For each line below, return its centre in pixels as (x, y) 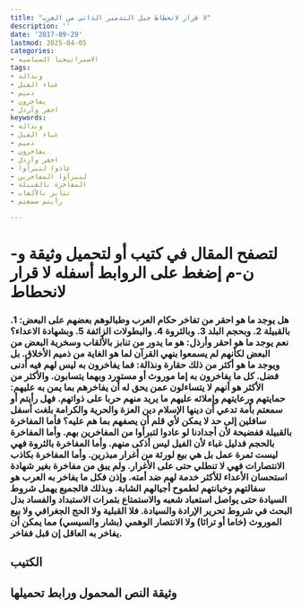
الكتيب (26, 562)
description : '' (40, 26)
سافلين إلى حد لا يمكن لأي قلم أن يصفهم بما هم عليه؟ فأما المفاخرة (138, 420)
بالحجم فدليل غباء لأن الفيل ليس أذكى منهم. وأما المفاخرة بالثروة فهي (142, 443)
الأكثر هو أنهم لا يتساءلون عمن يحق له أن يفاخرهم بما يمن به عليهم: (137, 387)
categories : (32, 51)
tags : (20, 68)
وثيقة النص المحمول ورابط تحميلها (94, 592)
